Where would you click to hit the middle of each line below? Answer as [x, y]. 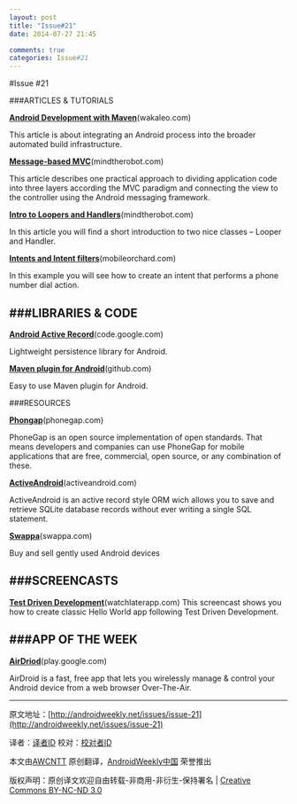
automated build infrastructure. [65, 144]
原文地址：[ [30, 714]
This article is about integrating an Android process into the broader [133, 135]
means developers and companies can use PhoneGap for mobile [127, 446]
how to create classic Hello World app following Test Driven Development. [144, 612]
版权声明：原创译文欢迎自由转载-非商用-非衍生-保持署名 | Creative [130, 780]
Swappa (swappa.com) [51, 535]
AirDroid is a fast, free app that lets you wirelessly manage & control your [142, 678]
